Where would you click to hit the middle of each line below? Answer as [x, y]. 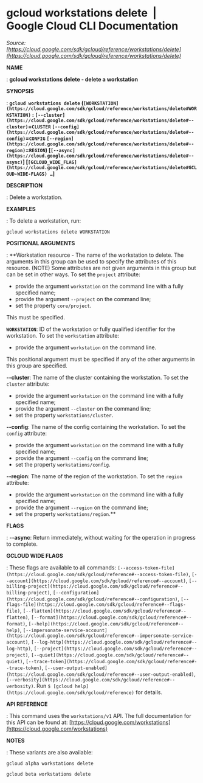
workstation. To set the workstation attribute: [63, 335]
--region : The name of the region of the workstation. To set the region [94, 476]
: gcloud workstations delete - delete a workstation [72, 79]
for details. [149, 692]
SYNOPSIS [20, 91]
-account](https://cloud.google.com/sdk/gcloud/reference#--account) [96, 581]
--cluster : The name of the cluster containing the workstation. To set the [97, 377]
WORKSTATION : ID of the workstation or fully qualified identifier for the [91, 329]
